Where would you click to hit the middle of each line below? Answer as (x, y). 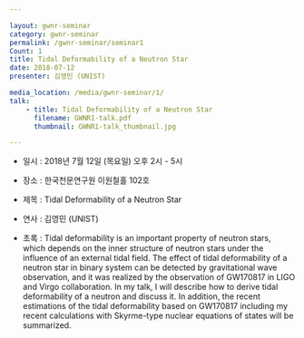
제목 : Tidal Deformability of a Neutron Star (102, 199)
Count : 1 (26, 51)
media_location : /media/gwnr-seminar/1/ (87, 92)
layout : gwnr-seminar (50, 25)
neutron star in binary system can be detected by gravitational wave (150, 267)
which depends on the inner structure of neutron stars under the (143, 248)
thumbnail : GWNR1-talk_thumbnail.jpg (105, 126)
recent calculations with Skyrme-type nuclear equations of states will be (158, 316)
